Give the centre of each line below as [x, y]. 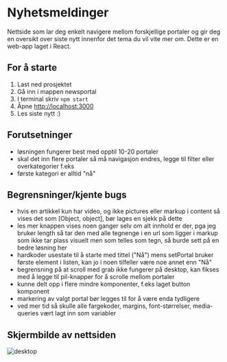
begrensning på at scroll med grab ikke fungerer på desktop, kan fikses [118, 269]
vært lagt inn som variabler [78, 313]
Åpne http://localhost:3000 [55, 106]
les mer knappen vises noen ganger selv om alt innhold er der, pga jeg [116, 226]
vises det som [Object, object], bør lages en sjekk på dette [100, 219]
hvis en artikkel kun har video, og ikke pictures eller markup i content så [119, 211]
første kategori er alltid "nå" [56, 173]
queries [28, 313]
